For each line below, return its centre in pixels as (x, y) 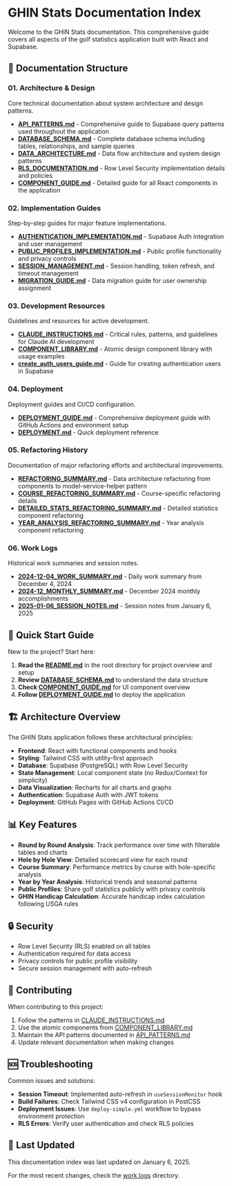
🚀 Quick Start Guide (51, 635)
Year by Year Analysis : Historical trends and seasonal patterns (107, 882)
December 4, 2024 (45, 584)
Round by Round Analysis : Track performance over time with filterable (119, 845)
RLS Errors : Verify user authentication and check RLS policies (106, 1123)
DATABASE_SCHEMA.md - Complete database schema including (112, 138)
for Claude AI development (56, 342)
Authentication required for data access (74, 954)
